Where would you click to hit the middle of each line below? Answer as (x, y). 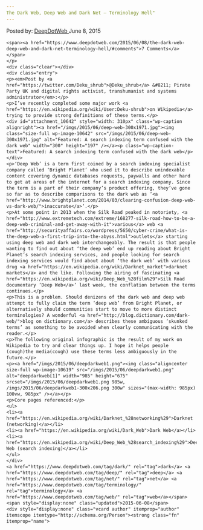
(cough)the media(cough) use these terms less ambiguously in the (92, 351)
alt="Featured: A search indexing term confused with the (119, 139)
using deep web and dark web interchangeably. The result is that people (101, 242)
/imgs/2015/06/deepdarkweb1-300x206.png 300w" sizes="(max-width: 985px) (101, 388)
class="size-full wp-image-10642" (50, 133)
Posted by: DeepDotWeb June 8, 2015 (53, 31)
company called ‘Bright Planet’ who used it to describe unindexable (96, 170)
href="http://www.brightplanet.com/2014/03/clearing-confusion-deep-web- (101, 200)
